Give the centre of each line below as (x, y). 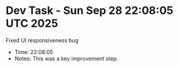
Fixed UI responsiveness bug (42, 40)
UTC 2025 (32, 23)
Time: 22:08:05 (34, 52)
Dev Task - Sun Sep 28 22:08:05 (89, 11)
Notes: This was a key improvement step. (66, 58)
